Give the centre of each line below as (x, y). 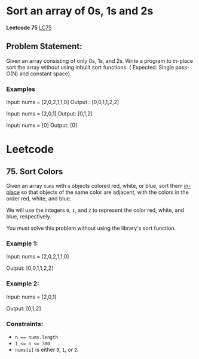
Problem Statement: (44, 46)
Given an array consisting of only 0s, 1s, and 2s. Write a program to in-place (100, 60)
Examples (21, 89)
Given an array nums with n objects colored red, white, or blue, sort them (94, 186)
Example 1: (22, 244)
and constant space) (45, 74)
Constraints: (25, 324)
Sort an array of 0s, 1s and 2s (80, 11)
